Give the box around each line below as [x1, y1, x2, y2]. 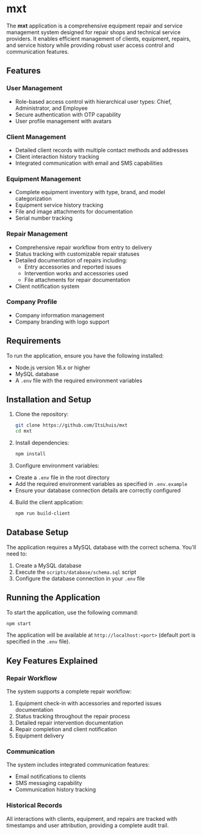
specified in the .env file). [6, 638, 71, 645]
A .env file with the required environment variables [15, 377, 143, 384]
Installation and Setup [6, 394, 92, 405]
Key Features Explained [6, 656, 98, 666]
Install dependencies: [15, 439, 70, 447]
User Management [6, 84, 63, 93]
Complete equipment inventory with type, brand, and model [15, 189, 166, 196]
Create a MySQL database [15, 562, 82, 569]
